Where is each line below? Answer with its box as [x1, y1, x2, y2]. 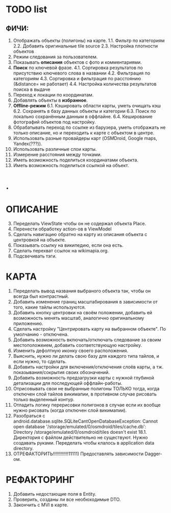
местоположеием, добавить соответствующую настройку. [13, 342, 142, 348]
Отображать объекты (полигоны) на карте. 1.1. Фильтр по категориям [13, 37, 165, 43]
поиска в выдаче [13, 86, 51, 92]
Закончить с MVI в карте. [13, 502, 68, 508]
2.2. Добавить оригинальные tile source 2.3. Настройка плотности [13, 43, 158, 49]
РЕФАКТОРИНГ [6, 474, 75, 486]
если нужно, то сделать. [13, 359, 67, 365]
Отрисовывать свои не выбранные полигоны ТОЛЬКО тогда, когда [13, 386, 160, 392]
